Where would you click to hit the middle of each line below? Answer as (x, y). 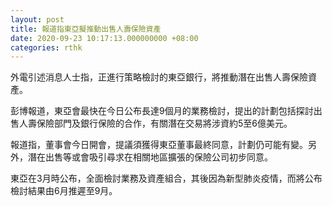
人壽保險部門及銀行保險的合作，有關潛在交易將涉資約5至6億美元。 (155, 123)
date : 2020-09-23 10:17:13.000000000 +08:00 (104, 38)
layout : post (37, 19)
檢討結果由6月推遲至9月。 (64, 191)
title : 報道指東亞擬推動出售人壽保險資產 (86, 29)
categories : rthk (46, 47)
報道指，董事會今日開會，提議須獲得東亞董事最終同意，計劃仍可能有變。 (159, 145)
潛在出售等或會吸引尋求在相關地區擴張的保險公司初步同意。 (150, 157)
